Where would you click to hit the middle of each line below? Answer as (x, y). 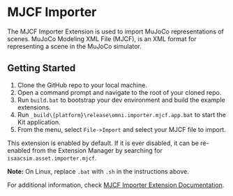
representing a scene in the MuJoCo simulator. (74, 46)
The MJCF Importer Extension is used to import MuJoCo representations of (116, 31)
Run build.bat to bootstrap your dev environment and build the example (121, 100)
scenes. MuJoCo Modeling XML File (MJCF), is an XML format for (102, 38)
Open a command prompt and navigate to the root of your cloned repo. (119, 92)
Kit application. (39, 122)
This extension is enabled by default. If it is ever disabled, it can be (103, 143)
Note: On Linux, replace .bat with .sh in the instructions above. (98, 171)
